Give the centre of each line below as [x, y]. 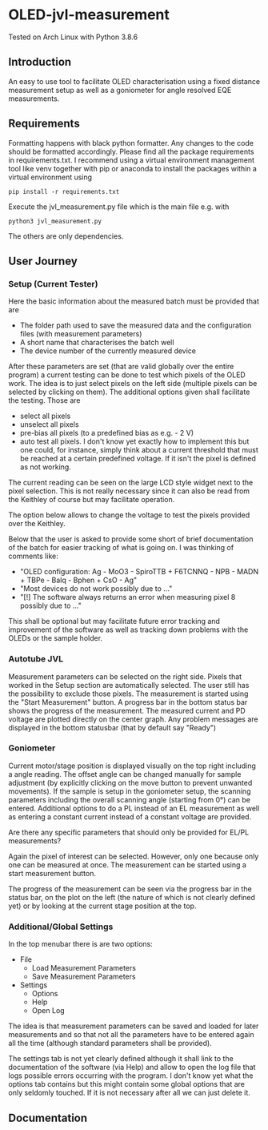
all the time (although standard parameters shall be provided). [110, 1044]
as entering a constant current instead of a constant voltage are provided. [130, 816]
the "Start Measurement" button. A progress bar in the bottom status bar [128, 702]
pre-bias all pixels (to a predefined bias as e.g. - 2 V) [107, 433]
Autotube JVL [36, 659]
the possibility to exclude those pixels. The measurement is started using [128, 694]
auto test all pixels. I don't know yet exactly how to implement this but [134, 441]
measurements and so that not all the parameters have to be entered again [131, 1035]
